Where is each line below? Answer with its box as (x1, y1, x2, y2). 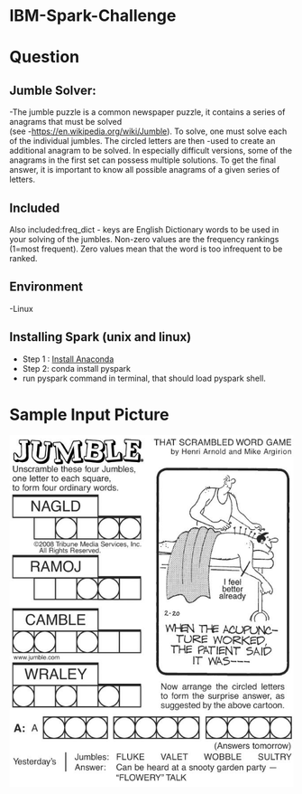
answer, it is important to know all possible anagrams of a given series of (9, 165, 280, 175)
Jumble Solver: (9, 82, 96, 98)
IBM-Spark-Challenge (9, 5, 177, 26)
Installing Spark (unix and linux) (9, 329, 192, 345)
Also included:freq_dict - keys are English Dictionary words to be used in (9, 224, 279, 235)
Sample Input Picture (9, 404, 169, 425)
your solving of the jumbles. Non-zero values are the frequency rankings (9, 234, 279, 244)
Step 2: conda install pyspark (22, 363, 132, 373)
